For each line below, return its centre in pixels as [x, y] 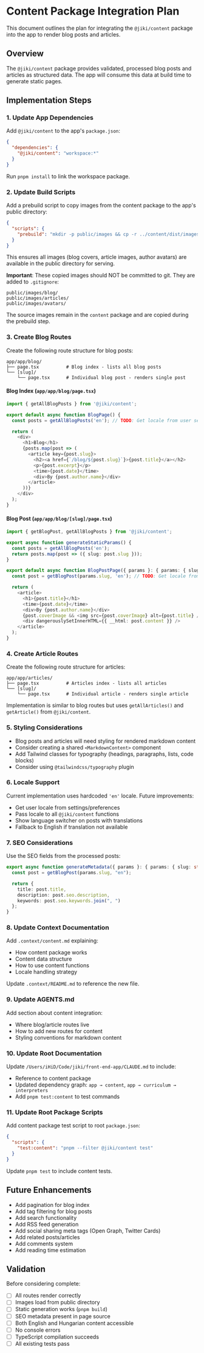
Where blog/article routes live [52, 1024]
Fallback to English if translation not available [71, 827]
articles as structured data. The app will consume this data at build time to [99, 75]
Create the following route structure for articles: [66, 667]
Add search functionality [46, 1217]
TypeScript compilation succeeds [57, 1337]
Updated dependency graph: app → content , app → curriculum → [96, 1085]
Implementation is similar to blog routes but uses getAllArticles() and [95, 705]
